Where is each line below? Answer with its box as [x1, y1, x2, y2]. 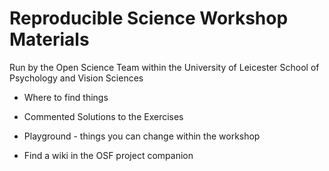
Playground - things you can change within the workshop [23, 130, 261, 142]
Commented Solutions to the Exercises [23, 110, 184, 122]
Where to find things [23, 91, 109, 103]
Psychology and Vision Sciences [9, 72, 144, 84]
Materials [9, 28, 90, 51]
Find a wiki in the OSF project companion [23, 149, 194, 161]
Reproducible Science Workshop [9, 7, 289, 30]
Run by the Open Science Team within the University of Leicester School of [9, 61, 320, 73]
